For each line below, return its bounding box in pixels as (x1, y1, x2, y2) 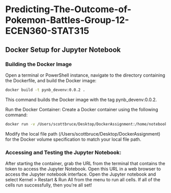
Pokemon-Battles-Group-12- (5, 14, 129, 26)
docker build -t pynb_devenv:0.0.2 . (5, 87, 85, 92)
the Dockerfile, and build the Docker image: (5, 77, 97, 83)
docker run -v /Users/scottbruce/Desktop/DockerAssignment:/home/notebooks (5, 121, 169, 126)
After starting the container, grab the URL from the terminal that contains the (5, 160, 165, 166)
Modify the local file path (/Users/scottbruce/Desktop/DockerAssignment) (5, 131, 161, 137)
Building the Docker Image (5, 60, 72, 68)
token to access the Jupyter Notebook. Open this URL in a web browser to (5, 166, 161, 172)
